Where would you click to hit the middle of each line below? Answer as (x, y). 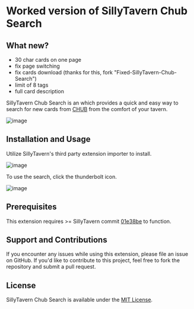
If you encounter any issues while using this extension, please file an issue (97, 254)
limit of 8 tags (31, 85)
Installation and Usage (48, 139)
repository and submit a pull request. (51, 267)
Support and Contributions (57, 240)
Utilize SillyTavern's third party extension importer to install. (79, 153)
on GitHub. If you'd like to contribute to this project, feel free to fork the (93, 260)
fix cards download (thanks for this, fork (64, 72)
